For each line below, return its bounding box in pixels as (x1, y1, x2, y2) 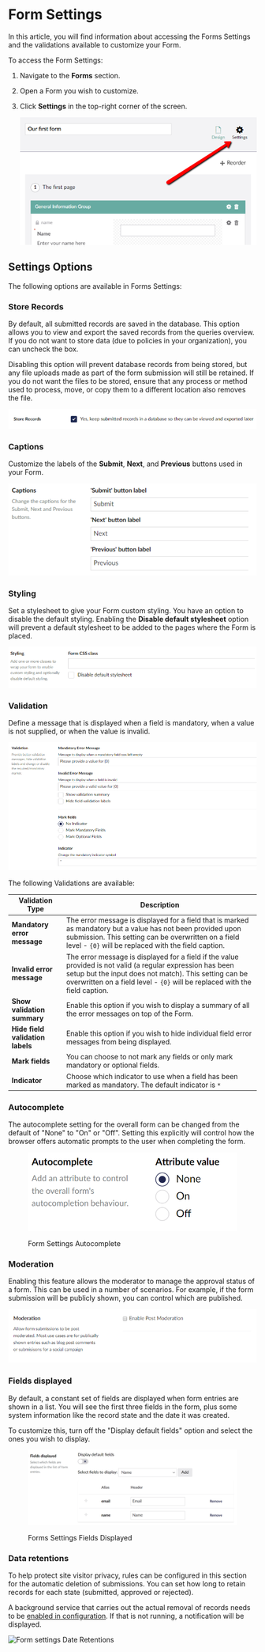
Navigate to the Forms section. (19, 70, 121, 80)
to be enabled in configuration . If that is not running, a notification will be (8, 1612, 244, 1621)
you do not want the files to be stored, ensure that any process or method (8, 377, 248, 386)
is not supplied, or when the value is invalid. (8, 726, 151, 737)
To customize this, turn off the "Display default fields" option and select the (8, 1426, 253, 1435)
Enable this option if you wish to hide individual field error (65, 1029, 252, 1038)
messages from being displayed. (65, 1036, 172, 1046)
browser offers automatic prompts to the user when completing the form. (8, 1137, 246, 1146)
